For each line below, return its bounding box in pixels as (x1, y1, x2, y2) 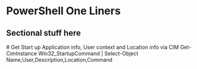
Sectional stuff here (6, 28, 82, 38)
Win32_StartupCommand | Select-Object (38, 50, 139, 57)
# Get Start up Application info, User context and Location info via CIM (6, 43, 179, 51)
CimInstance (6, 50, 37, 57)
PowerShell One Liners (6, 4, 121, 18)
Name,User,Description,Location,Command (6, 57, 113, 63)
